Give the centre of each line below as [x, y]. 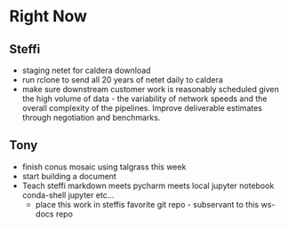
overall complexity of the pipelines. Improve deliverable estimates [142, 108]
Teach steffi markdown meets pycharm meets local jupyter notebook [148, 185]
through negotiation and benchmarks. [91, 118]
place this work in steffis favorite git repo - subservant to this [147, 204]
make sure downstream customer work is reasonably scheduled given [151, 89]
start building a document [69, 176]
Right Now [48, 16]
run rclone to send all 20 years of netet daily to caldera [123, 80]
